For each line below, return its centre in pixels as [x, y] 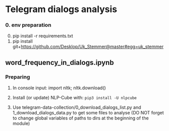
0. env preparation [28, 25]
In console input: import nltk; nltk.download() [59, 88]
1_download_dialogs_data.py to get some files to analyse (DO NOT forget [88, 113]
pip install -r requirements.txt [43, 36]
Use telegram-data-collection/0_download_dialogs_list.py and [77, 107]
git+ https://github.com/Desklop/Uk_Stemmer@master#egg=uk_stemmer [88, 47]
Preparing [18, 77]
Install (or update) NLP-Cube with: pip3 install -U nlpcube [75, 98]
